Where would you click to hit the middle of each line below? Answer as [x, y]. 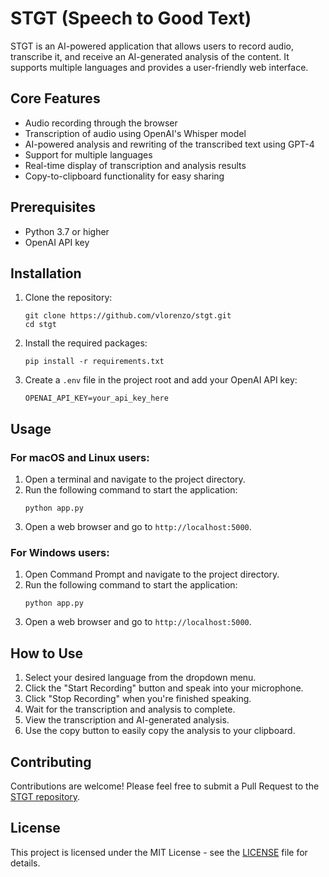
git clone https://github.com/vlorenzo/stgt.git [128, 316]
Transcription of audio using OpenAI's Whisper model [135, 133]
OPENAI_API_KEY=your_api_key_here [96, 398]
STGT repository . [45, 796]
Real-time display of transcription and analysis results [135, 165]
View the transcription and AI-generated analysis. [127, 720]
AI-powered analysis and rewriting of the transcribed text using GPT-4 [169, 144]
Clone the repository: [68, 298]
